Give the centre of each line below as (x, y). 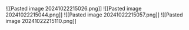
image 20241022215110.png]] (41, 21)
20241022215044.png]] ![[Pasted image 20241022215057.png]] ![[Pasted (94, 15)
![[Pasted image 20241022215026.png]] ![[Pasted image (74, 9)
